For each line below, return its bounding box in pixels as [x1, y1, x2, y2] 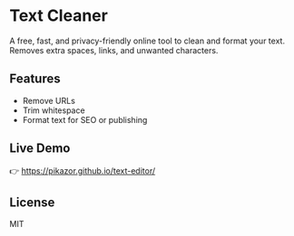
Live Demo [9, 141, 71, 156]
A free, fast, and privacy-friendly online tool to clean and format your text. [9, 35, 286, 46]
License [9, 194, 55, 210]
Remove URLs [22, 95, 75, 106]
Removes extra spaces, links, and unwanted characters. [9, 44, 219, 55]
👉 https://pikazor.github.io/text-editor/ [9, 165, 156, 176]
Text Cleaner [9, 5, 109, 26]
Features [9, 71, 61, 87]
